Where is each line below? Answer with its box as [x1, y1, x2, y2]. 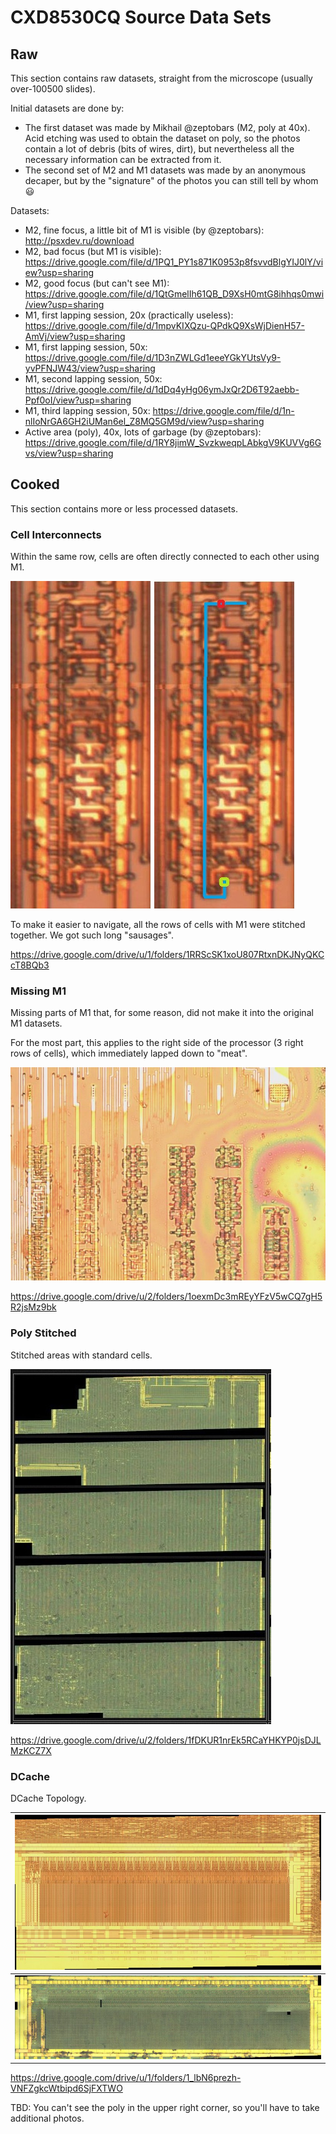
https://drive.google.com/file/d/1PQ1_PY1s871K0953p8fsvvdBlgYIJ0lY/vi [24, 256, 324, 268]
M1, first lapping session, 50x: [24, 341, 148, 353]
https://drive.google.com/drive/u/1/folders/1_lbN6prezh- [10, 2072, 242, 2084]
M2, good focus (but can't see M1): [24, 277, 170, 289]
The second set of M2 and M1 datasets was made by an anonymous [24, 164, 307, 176]
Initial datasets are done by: [10, 102, 125, 114]
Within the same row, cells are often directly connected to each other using [10, 551, 320, 563]
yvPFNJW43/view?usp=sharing [24, 362, 156, 374]
